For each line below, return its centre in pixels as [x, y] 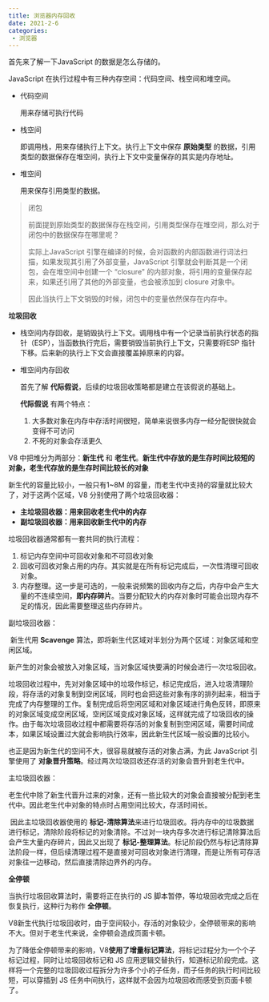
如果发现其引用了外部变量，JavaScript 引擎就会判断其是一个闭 [145, 262]
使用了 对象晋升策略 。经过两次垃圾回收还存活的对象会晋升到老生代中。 [132, 761]
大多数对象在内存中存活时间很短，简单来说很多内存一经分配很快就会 [144, 421]
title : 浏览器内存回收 [42, 16]
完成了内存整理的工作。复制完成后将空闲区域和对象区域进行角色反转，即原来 [134, 704]
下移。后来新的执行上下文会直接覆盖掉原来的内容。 [104, 353]
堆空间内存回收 [44, 370]
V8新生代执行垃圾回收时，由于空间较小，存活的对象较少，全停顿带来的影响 [132, 923]
